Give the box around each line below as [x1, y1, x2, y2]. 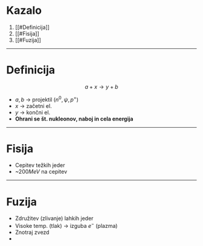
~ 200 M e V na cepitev [14, 168, 68, 175]
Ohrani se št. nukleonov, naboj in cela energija [14, 115, 134, 122]
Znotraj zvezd [14, 229, 50, 236]
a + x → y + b [85, 83, 118, 90]
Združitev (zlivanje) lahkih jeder [14, 215, 94, 222]
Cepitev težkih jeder [14, 162, 65, 169]
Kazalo [6, 4, 42, 17]
